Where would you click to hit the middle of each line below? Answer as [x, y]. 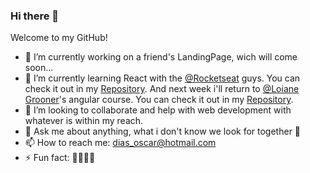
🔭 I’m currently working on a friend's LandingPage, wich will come [161, 57]
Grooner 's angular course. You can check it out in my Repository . [159, 100]
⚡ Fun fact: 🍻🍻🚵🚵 [60, 158]
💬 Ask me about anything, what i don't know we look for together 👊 [163, 131]
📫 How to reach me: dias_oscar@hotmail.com [120, 143]
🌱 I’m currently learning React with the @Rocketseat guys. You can [162, 78]
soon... [39, 68]
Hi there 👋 [35, 16]
